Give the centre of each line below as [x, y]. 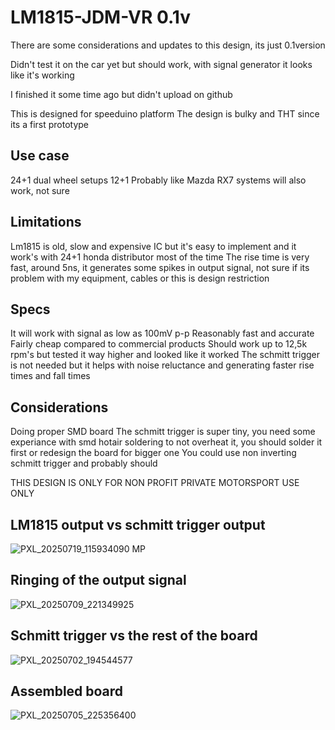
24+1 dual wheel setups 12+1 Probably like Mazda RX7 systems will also [158, 180]
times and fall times [50, 376]
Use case [40, 156]
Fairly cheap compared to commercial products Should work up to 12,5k [159, 344]
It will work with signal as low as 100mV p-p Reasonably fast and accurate [162, 333]
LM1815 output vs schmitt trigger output [138, 524]
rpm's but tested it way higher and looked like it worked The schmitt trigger [165, 355]
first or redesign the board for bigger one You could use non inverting [153, 453]
